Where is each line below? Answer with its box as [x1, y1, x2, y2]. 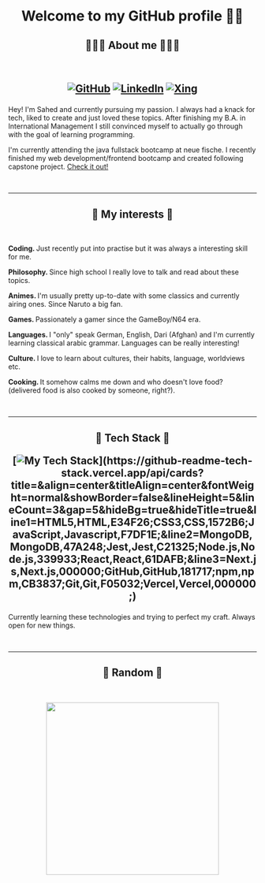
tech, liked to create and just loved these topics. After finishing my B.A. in [8, 114, 246, 123]
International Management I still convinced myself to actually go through [8, 121, 243, 131]
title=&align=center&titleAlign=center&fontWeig [10, 479, 255, 492]
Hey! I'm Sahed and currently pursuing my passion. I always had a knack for [8, 105, 256, 114]
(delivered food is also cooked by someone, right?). [8, 386, 176, 395]
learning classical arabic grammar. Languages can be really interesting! [8, 338, 240, 348]
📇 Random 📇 [102, 665, 163, 679]
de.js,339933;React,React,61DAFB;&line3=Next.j [9, 552, 256, 566]
